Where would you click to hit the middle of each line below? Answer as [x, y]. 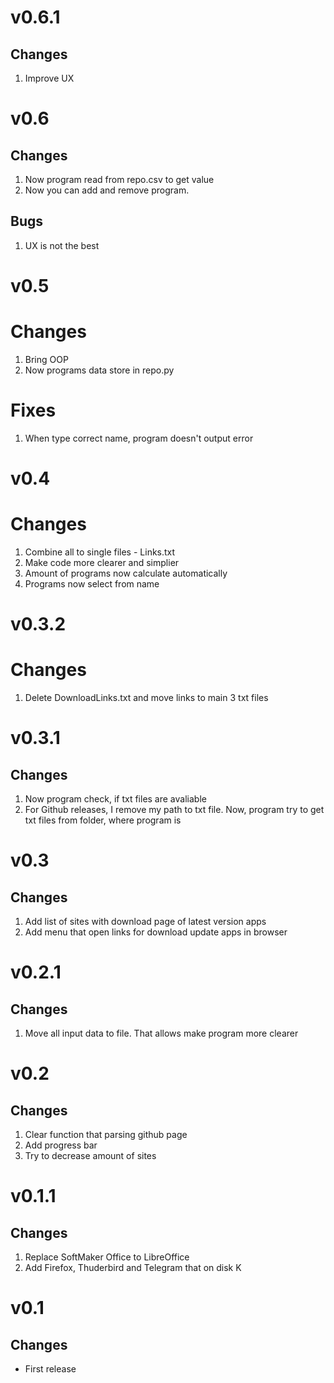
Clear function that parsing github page [106, 1135]
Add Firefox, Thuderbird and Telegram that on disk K [133, 1268]
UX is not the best [62, 245]
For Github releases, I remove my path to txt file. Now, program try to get [174, 810]
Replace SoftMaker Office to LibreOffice [107, 1257]
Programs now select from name [92, 584]
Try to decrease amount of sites [90, 1156]
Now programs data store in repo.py [99, 370]
